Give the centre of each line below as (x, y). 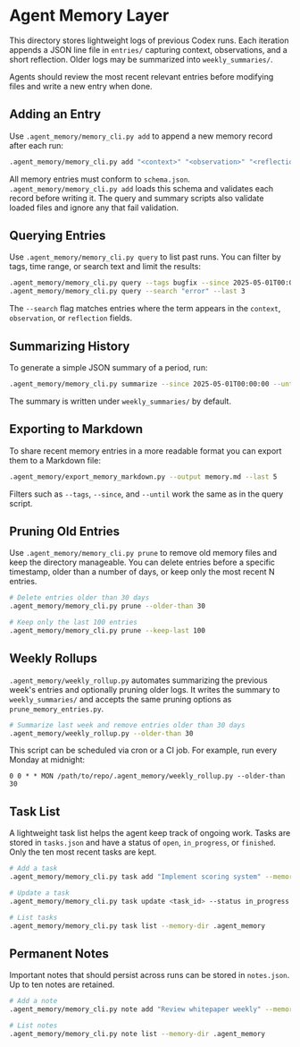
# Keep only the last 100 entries (74, 623)
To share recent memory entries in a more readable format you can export (146, 451)
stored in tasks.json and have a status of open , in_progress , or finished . (143, 843)
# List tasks (33, 917)
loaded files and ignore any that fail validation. (94, 208)
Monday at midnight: (47, 760)
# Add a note (33, 1001)
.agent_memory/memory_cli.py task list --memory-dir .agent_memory (137, 926)
